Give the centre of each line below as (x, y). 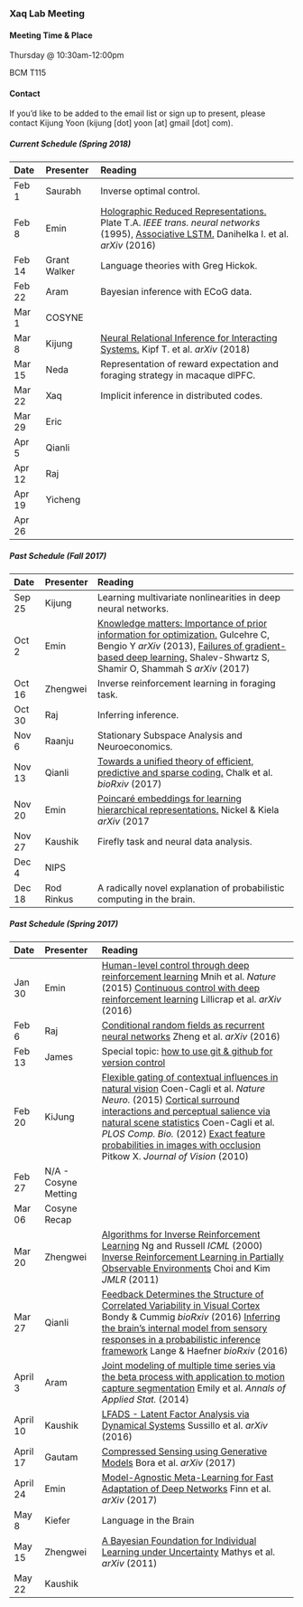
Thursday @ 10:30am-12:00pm (67, 55)
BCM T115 (28, 73)
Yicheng (63, 500)
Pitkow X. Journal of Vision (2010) (175, 1157)
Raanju (59, 742)
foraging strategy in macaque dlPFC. (178, 375)
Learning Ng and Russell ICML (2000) (182, 1246)
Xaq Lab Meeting (47, 14)
